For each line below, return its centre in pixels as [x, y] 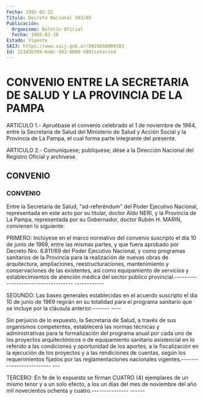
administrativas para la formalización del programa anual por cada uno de [99, 333]
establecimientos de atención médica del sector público [77, 277]
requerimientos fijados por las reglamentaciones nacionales [82, 360]
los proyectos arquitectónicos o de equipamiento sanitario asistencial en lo [100, 340]
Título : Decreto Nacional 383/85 [49, 18]
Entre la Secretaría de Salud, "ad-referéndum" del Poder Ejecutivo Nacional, [102, 206]
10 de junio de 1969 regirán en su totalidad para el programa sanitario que [99, 302]
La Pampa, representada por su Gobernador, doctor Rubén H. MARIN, [94, 220]
